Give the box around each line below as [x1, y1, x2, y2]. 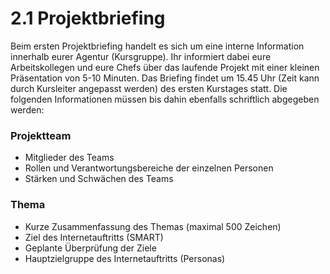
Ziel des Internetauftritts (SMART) [24, 231, 164, 243]
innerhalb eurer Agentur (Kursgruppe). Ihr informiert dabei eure [10, 50, 272, 62]
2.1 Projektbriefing [10, 7, 166, 30]
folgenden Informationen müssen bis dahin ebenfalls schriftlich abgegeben [10, 93, 320, 105]
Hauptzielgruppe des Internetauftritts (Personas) [24, 252, 226, 264]
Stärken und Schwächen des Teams [24, 173, 174, 185]
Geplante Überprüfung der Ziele [24, 242, 157, 254]
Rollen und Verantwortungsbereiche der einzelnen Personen [24, 162, 274, 174]
